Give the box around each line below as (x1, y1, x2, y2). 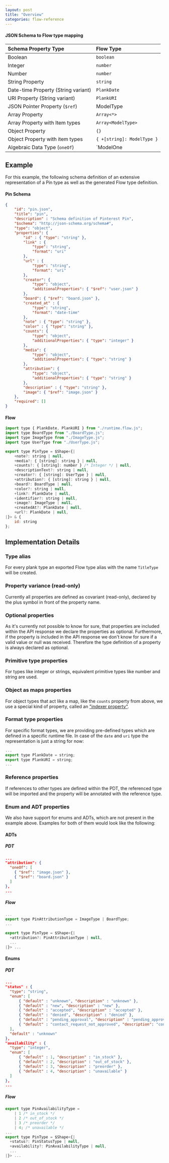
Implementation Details (5, 538, 80, 547)
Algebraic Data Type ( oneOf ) (8, 144, 74, 151)
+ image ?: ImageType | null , (14, 500, 73, 505)
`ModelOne (96, 144, 123, 151)
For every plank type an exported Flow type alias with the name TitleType (5, 564, 158, 570)
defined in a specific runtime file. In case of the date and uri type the (5, 733, 148, 739)
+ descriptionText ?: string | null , (14, 468, 89, 473)
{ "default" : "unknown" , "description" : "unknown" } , (18, 998, 138, 1003)
